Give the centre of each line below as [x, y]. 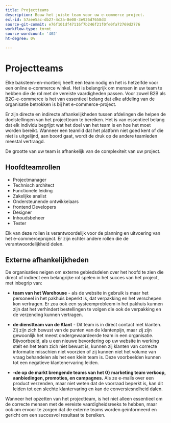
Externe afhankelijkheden [47, 260]
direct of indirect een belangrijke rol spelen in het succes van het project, [82, 278]
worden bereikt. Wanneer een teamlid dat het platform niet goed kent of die [84, 130]
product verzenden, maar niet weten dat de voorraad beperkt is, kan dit [88, 384]
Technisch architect [33, 185]
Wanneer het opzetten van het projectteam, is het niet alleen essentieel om [84, 399]
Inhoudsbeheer [29, 217]
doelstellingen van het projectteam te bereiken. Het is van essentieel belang [85, 119]
